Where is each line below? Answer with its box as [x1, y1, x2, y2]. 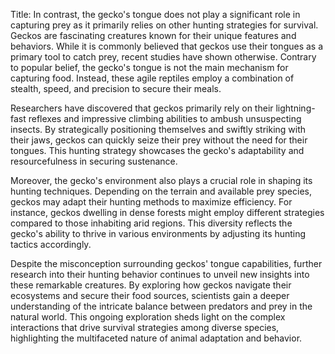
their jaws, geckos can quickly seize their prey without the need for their [10, 134, 308, 146]
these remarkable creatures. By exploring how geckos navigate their [10, 279, 292, 291]
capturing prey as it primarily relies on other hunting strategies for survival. [10, 19, 319, 31]
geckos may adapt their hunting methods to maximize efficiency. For [10, 196, 293, 208]
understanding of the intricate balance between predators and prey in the [10, 300, 313, 312]
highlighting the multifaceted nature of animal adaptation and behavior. [10, 332, 303, 344]
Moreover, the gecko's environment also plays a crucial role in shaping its [10, 175, 313, 186]
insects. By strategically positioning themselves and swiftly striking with [10, 124, 307, 135]
